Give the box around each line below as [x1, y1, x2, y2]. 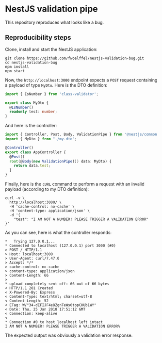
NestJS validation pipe [5, 3, 98, 15]
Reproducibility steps [5, 33, 71, 42]
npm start [5, 68, 25, 73]
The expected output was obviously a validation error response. [5, 332, 133, 338]
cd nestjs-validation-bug [5, 60, 57, 65]
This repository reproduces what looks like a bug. [5, 19, 104, 25]
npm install [5, 64, 29, 69]
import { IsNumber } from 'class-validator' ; [5, 91, 98, 97]
